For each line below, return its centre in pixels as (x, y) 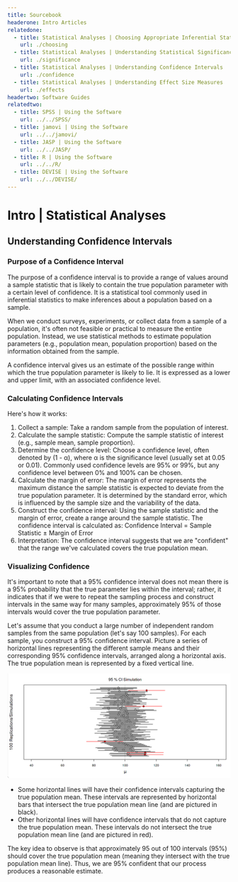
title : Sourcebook (34, 15)
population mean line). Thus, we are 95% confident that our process (107, 863)
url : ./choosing (44, 45)
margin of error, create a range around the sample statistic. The (110, 518)
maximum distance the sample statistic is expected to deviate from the (121, 488)
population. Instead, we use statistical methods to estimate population (109, 336)
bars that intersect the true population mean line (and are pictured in (117, 804)
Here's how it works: (38, 414)
